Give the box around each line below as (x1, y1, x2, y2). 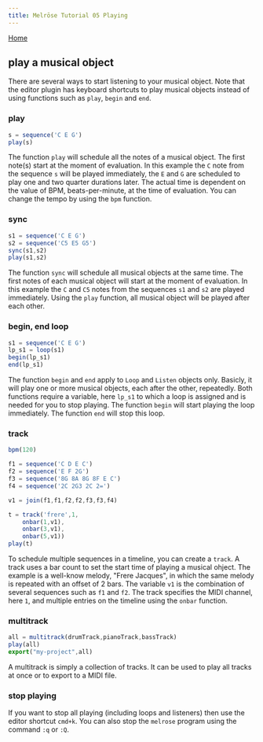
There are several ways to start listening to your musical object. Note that (8, 76, 246, 87)
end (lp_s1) (8, 361, 44, 369)
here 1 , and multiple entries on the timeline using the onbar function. (8, 596, 228, 605)
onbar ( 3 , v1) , (22, 525, 65, 533)
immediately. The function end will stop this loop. (8, 408, 166, 418)
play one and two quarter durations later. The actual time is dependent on (8, 178, 246, 187)
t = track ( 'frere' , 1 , (8, 511, 79, 519)
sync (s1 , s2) (8, 246, 47, 254)
